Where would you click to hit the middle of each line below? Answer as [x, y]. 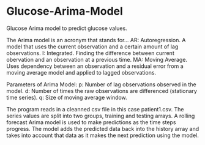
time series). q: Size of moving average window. [67, 97]
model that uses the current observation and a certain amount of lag [92, 46]
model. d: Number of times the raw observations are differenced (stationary [102, 91]
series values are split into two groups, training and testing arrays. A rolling [101, 116]
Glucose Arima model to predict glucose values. [67, 28]
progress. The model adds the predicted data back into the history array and [103, 128]
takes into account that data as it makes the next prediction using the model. [102, 135]
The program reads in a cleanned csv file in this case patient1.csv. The [95, 109]
